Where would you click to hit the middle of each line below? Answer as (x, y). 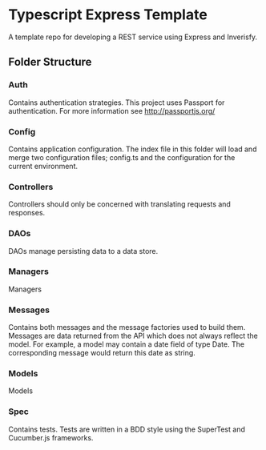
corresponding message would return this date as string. (102, 353)
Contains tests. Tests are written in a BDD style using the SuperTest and (127, 429)
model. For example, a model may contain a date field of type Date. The (127, 344)
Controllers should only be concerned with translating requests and (119, 204)
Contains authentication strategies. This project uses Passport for (117, 102)
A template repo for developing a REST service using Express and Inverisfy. (133, 37)
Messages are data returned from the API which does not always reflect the (133, 336)
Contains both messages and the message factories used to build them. (127, 327)
